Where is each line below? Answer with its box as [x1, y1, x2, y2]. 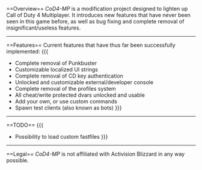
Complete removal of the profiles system [14, 85, 116, 92]
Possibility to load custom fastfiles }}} [14, 133, 108, 140]
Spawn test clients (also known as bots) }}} [14, 105, 122, 111]
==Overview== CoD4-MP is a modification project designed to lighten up [6, 5, 188, 12]
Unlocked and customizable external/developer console [14, 79, 154, 86]
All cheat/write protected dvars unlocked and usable [14, 91, 145, 99]
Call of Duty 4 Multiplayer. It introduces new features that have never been [6, 11, 191, 19]
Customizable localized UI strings [14, 66, 98, 73]
